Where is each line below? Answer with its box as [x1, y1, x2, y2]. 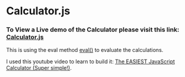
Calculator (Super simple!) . [6, 64, 72, 72]
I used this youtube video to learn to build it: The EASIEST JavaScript [6, 58, 175, 65]
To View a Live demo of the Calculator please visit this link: [6, 26, 180, 34]
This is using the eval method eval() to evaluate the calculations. [6, 47, 164, 54]
